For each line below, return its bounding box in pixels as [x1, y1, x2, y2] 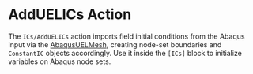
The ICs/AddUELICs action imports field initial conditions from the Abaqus [8, 31, 245, 41]
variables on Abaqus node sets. [8, 57, 111, 66]
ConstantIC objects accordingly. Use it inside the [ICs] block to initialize [8, 48, 243, 57]
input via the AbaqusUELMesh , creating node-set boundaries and [8, 39, 222, 49]
